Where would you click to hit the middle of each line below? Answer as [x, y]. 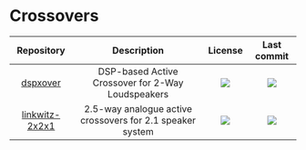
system [138, 131]
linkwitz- [41, 115]
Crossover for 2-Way [138, 83]
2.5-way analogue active [138, 108]
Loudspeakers [138, 94]
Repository [41, 50]
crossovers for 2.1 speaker [138, 120]
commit [272, 55]
